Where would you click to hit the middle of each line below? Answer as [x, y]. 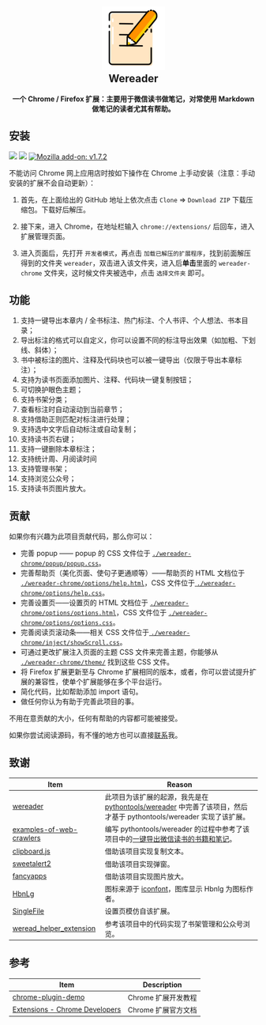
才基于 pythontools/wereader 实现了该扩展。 [177, 816]
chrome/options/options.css [66, 623]
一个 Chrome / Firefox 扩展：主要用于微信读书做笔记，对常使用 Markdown [133, 99]
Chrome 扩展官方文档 [162, 1010]
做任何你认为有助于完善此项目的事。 [79, 702]
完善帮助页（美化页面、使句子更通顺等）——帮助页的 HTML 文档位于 [133, 573]
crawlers [26, 838]
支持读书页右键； [48, 439]
